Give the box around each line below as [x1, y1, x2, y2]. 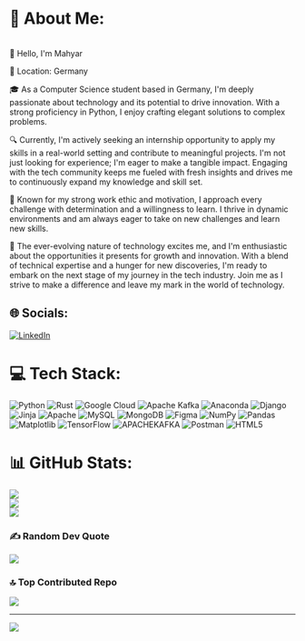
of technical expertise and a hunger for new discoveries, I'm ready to [9, 259, 268, 271]
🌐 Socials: [9, 305, 69, 321]
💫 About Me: [9, 8, 105, 29]
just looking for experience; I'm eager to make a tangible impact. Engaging [9, 156, 288, 167]
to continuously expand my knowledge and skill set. [9, 176, 203, 187]
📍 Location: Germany [9, 65, 89, 76]
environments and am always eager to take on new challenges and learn [9, 213, 280, 224]
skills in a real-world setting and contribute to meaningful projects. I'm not [9, 147, 286, 158]
